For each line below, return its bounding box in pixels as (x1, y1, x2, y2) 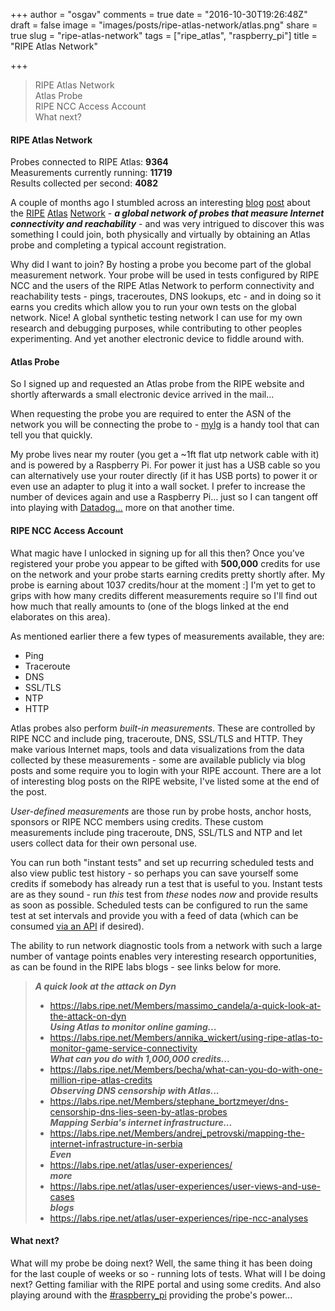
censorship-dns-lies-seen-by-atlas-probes (49, 1105, 228, 1118)
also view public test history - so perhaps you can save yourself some (10, 867, 299, 879)
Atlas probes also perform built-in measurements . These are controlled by (10, 722, 316, 734)
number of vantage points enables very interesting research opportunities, (10, 950, 317, 962)
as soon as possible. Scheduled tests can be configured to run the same (10, 899, 308, 911)
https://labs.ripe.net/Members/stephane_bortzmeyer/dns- (49, 1095, 289, 1107)
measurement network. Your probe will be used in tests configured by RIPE (10, 269, 320, 281)
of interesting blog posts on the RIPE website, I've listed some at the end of (10, 775, 320, 787)
